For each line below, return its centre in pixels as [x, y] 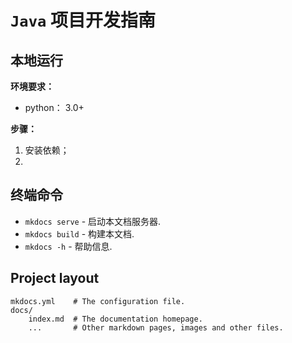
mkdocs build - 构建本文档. [79, 233]
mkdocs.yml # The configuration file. [98, 301]
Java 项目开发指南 [83, 20]
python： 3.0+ [54, 107]
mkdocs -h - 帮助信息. [68, 246]
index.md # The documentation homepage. [115, 319]
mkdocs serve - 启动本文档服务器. [93, 221]
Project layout [55, 278]
